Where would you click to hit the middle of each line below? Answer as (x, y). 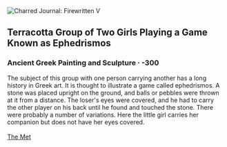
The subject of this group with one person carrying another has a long (107, 78)
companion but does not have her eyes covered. (76, 122)
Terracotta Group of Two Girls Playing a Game (108, 33)
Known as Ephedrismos (59, 43)
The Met (19, 137)
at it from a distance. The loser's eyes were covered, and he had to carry (111, 100)
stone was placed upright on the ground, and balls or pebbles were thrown (113, 92)
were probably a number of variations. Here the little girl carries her (103, 115)
